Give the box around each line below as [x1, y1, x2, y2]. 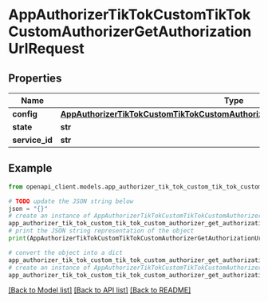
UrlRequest [8, 40, 85, 58]
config [12, 109, 38, 119]
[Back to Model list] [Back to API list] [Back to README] [8, 285, 191, 295]
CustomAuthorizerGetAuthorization [8, 22, 252, 41]
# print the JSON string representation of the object [8, 227, 195, 235]
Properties [8, 71, 62, 85]
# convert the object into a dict [8, 248, 124, 256]
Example [8, 161, 53, 175]
